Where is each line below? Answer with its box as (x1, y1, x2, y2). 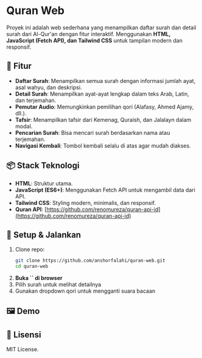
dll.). (15, 109, 27, 116)
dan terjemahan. (15, 96, 57, 104)
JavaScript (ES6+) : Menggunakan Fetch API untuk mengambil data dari (15, 186, 196, 193)
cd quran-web (15, 263, 49, 270)
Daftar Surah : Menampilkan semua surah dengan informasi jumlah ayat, (15, 77, 196, 84)
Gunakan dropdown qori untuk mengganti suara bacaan (15, 287, 156, 295)
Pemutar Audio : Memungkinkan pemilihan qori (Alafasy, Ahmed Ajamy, (15, 103, 194, 110)
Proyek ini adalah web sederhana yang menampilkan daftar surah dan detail (6, 24, 197, 31)
